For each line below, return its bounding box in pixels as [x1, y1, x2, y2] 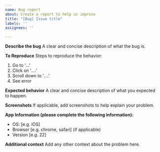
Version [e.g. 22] [12, 132, 47, 138]
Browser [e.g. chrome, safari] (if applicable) [12, 126, 101, 133]
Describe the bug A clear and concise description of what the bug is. [5, 43, 146, 49]
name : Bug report [5, 7, 41, 12]
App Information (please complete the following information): [5, 112, 134, 118]
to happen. [5, 93, 27, 99]
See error [12, 78, 32, 84]
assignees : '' [5, 26, 34, 30]
